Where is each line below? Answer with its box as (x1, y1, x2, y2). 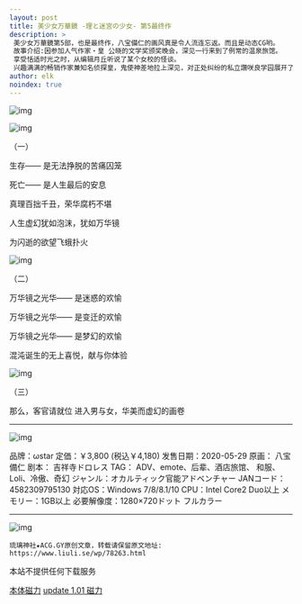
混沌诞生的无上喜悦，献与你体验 (9, 349, 128, 360)
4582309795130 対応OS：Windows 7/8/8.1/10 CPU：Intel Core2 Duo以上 (9, 483, 280, 495)
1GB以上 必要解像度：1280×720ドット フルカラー (40, 495, 223, 506)
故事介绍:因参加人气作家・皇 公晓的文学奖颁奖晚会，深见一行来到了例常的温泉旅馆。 (13, 47, 283, 56)
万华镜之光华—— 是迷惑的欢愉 (9, 292, 122, 302)
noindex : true (9, 80, 63, 89)
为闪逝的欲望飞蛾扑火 (9, 236, 88, 248)
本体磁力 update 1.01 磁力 (9, 584, 103, 595)
